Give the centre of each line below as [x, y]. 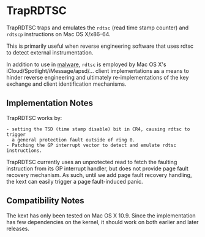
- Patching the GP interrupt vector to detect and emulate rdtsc [91, 145]
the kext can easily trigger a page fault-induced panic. [75, 181]
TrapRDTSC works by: [34, 118]
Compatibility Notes [45, 201]
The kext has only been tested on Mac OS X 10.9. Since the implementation [101, 216]
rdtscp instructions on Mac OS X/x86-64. [59, 34]
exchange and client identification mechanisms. [66, 84]
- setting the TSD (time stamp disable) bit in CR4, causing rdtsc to [98, 129]
